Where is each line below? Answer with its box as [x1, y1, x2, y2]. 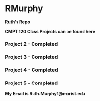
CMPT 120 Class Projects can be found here [5, 28, 96, 34]
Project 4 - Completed [5, 67, 58, 73]
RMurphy [5, 3, 43, 14]
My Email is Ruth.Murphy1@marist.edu [5, 91, 86, 96]
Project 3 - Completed [5, 53, 58, 60]
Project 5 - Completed [5, 80, 58, 86]
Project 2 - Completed [5, 40, 58, 47]
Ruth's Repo [5, 19, 31, 25]
